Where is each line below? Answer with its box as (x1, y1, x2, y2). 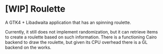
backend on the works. (5, 44, 51, 50)
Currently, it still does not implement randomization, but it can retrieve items (5, 29, 158, 35)
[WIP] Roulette (5, 3, 66, 15)
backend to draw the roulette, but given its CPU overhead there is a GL (5, 39, 148, 45)
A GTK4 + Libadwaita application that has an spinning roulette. (5, 19, 131, 25)
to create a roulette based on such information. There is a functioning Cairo (5, 34, 157, 40)
